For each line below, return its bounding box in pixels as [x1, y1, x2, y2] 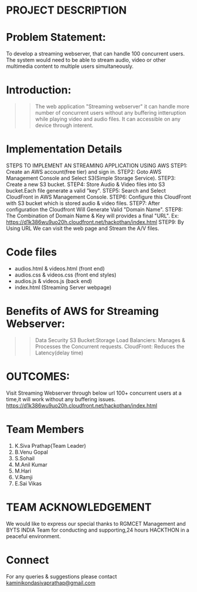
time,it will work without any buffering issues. [6, 395, 116, 402]
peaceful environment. [6, 532, 61, 539]
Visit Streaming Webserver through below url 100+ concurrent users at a [6, 389, 182, 396]
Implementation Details [6, 142, 122, 156]
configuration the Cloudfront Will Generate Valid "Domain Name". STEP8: [6, 206, 183, 213]
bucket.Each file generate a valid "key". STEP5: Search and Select [6, 187, 166, 194]
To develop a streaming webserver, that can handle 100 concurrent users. [6, 50, 185, 57]
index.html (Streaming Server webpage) [14, 284, 112, 291]
